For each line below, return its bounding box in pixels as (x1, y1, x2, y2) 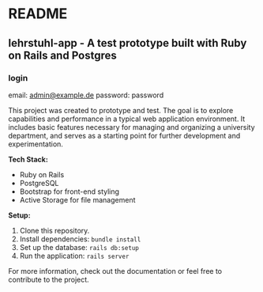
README (8, 5, 68, 23)
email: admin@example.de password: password (8, 90, 164, 100)
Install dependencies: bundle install (19, 234, 141, 244)
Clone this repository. (19, 226, 90, 235)
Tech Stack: (8, 154, 49, 164)
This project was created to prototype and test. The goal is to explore (8, 105, 234, 115)
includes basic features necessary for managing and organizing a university (8, 122, 255, 131)
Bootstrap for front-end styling (19, 187, 120, 196)
